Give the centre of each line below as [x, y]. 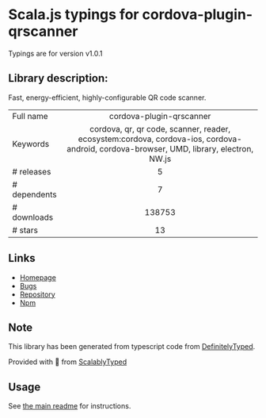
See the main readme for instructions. [70, 406]
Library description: [58, 78]
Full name [30, 116]
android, [82, 148]
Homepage [38, 277]
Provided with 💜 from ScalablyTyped [68, 362]
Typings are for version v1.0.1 [55, 53]
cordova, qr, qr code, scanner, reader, [160, 128]
